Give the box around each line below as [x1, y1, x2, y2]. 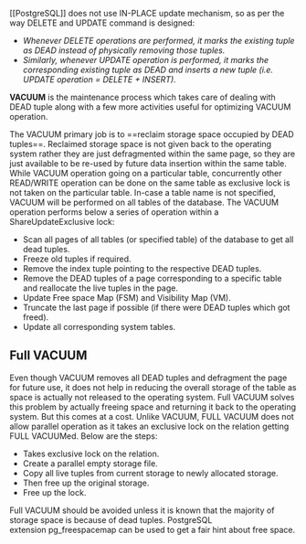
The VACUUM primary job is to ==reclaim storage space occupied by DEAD [9, 129, 294, 140]
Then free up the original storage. [22, 477, 150, 488]
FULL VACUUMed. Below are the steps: [9, 430, 158, 442]
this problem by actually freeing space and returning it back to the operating [9, 401, 297, 412]
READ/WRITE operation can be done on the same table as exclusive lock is [9, 177, 290, 188]
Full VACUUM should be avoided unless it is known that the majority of [9, 505, 275, 516]
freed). [22, 312, 49, 323]
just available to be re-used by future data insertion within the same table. [9, 158, 288, 168]
